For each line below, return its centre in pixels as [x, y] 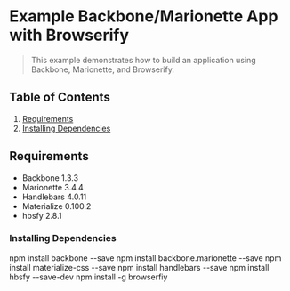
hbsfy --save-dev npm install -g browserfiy [89, 277]
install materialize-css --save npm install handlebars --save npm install [139, 267]
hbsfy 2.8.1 [42, 215]
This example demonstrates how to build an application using [143, 60]
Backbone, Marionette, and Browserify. [103, 69]
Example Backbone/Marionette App [144, 16]
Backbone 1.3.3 [50, 178]
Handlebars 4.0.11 [54, 197]
